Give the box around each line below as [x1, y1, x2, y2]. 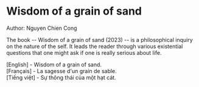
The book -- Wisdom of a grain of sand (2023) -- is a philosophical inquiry [6, 36, 193, 43]
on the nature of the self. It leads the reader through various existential [6, 43, 183, 50]
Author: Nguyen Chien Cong [6, 24, 77, 32]
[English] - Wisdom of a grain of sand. [6, 61, 102, 68]
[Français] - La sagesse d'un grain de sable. [6, 67, 117, 74]
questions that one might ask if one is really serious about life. [6, 49, 162, 56]
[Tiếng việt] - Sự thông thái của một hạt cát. [6, 74, 117, 81]
